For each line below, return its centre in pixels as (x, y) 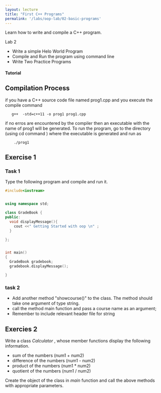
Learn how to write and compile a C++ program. (53, 33)
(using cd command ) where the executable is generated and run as (73, 133)
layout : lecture (21, 10)
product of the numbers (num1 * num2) (51, 366)
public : (13, 217)
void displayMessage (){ (33, 222)
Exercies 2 (21, 329)
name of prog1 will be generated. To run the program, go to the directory (78, 128)
